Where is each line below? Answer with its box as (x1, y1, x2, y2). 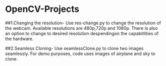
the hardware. (5, 36, 34, 42)
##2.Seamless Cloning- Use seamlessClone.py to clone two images (5, 45, 144, 51)
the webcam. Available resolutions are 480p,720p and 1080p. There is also (5, 25, 158, 31)
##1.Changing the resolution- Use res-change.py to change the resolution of (5, 20, 161, 26)
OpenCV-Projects (5, 3, 79, 15)
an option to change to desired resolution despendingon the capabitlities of (5, 30, 159, 36)
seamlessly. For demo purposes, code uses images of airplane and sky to (5, 51, 156, 57)
